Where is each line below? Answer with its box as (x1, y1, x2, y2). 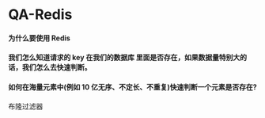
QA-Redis (8, 6, 73, 24)
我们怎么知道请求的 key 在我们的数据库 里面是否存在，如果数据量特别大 (8, 53, 240, 63)
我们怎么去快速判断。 (21, 63, 92, 72)
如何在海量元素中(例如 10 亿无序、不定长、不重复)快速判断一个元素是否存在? (8, 82, 257, 92)
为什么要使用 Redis (8, 33, 71, 43)
